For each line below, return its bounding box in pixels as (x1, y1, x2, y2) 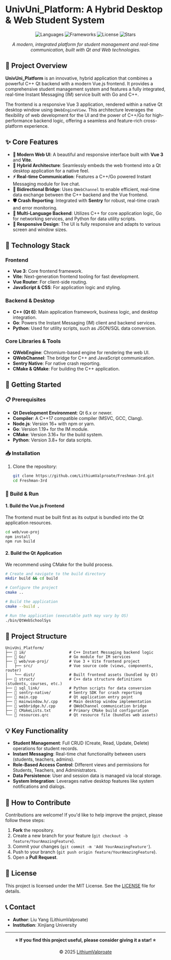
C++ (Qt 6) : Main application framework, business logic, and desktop (12, 309, 158, 315)
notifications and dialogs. (12, 783, 66, 790)
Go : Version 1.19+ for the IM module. (12, 426, 89, 432)
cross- (143, 118, 158, 124)
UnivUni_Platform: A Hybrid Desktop (5, 4, 163, 15)
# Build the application (5, 599, 58, 604)
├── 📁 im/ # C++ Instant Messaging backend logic (5, 650, 154, 655)
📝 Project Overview (5, 61, 68, 70)
